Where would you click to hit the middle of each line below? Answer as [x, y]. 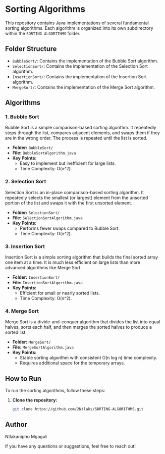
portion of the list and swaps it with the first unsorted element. [69, 203]
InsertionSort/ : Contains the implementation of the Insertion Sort [80, 76]
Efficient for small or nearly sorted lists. [60, 293]
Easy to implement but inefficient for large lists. [68, 163]
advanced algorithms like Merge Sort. [43, 268]
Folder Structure [31, 49]
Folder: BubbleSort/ [33, 148]
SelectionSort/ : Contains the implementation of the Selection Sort [80, 66]
